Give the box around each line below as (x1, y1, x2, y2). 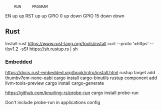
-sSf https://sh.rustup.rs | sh (19, 46, 78, 52)
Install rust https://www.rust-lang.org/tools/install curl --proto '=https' (5, 40, 149, 46)
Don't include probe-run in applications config (5, 100, 100, 106)
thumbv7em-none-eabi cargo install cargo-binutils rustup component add (5, 75, 157, 81)
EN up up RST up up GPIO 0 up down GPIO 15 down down (5, 13, 125, 19)
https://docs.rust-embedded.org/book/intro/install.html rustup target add (5, 70, 155, 76)
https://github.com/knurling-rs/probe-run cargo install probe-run (5, 90, 139, 96)
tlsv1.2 (5, 46, 18, 52)
